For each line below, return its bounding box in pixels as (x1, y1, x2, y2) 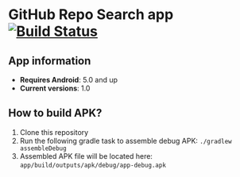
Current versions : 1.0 (19, 83, 91, 93)
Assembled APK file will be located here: (19, 151, 153, 160)
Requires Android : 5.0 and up (19, 75, 118, 84)
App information (8, 54, 91, 67)
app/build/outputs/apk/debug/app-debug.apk (19, 161, 167, 169)
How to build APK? (8, 106, 103, 120)
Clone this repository (19, 127, 89, 137)
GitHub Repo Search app (8, 6, 174, 24)
